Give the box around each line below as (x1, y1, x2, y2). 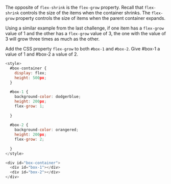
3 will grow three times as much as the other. (5, 36, 100, 42)
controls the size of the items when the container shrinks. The (20, 10, 151, 16)
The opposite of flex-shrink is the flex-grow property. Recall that (5, 5, 144, 10)
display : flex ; (14, 70, 47, 75)
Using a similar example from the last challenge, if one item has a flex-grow (5, 25, 164, 31)
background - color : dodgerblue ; (14, 94, 81, 99)
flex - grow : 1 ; (14, 103, 44, 109)
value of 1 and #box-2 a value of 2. (5, 51, 78, 57)
